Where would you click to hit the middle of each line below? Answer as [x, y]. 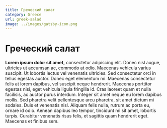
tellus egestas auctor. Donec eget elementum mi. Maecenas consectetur [80, 79]
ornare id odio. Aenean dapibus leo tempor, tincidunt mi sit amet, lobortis [81, 110]
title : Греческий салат [30, 10]
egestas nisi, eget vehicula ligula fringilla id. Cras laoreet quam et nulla [78, 89]
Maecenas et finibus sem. [32, 121]
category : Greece [23, 15]
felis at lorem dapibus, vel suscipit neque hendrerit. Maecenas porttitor [78, 84]
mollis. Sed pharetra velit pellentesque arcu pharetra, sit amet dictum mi [80, 100]
